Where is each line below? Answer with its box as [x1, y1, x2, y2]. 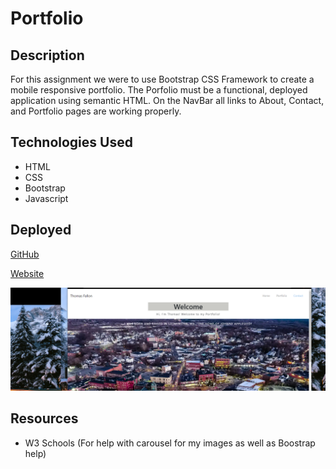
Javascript [24, 192, 69, 204]
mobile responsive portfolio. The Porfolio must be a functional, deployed [10, 84, 308, 96]
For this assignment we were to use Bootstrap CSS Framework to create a [10, 73, 315, 85]
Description [10, 47, 85, 64]
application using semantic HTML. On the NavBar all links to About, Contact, [10, 95, 325, 106]
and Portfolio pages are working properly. [10, 105, 182, 117]
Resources [10, 410, 79, 427]
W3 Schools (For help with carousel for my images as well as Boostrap [24, 437, 316, 449]
